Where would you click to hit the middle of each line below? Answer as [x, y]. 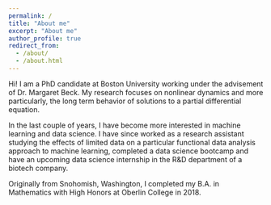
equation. [24, 109]
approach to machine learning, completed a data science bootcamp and [129, 151]
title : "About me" [39, 23]
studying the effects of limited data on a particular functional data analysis [132, 142]
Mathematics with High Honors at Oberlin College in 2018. [105, 192]
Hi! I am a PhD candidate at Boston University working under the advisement [136, 84]
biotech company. [38, 168]
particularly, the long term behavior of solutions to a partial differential [125, 101]
